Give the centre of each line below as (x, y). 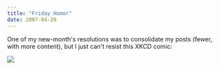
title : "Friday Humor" (39, 13)
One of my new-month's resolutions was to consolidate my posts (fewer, (110, 39)
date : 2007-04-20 (32, 20)
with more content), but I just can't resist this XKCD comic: (90, 46)
